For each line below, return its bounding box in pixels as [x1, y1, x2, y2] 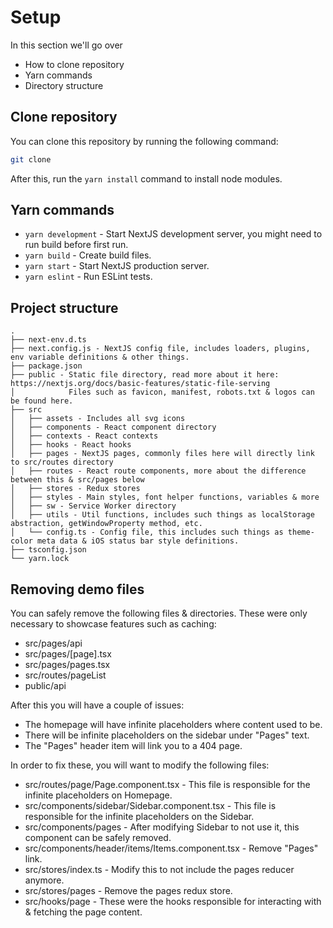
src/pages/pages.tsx [24, 659, 111, 671]
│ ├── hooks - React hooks [10, 440, 132, 450]
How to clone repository [24, 58, 125, 70]
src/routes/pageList [24, 669, 107, 681]
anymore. [24, 874, 65, 886]
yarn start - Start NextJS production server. [24, 260, 210, 272]
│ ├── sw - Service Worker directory [10, 501, 177, 511]
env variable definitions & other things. [10, 352, 190, 363]
